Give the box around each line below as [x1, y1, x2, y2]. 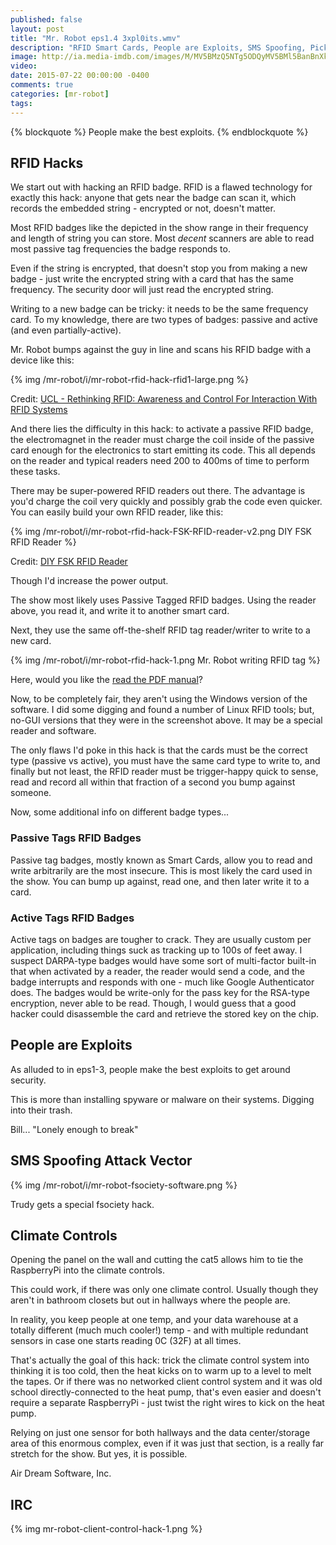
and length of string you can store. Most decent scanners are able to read [10, 232, 315, 245]
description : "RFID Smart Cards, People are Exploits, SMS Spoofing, [10, 42, 307, 53]
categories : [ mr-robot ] [10, 89, 110, 99]
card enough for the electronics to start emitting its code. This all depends [10, 444, 316, 456]
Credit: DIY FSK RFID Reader [10, 556, 128, 568]
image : [10, 52, 38, 62]
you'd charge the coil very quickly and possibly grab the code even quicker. [10, 496, 323, 508]
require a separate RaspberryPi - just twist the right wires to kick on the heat [10, 1397, 325, 1409]
